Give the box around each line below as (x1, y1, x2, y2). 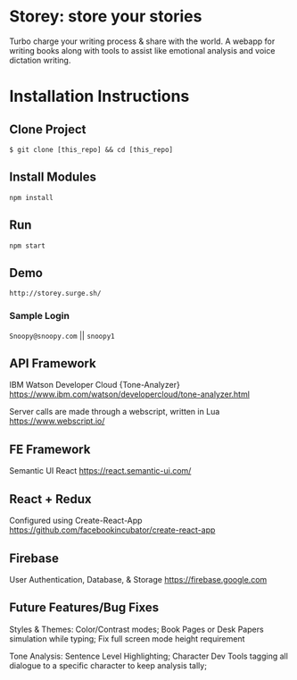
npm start (9, 241, 46, 250)
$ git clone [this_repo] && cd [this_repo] (9, 145, 174, 154)
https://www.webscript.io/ (9, 416, 105, 426)
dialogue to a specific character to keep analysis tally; (9, 659, 208, 671)
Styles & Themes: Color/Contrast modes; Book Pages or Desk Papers (9, 624, 265, 634)
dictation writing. (9, 55, 71, 65)
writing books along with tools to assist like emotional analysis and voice (9, 45, 276, 55)
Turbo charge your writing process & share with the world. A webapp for (9, 36, 276, 46)
